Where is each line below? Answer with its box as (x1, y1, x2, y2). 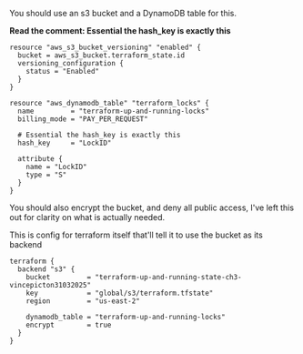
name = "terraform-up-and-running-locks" (17, 106, 209, 116)
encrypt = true (25, 320, 112, 329)
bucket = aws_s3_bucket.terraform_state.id (17, 51, 185, 60)
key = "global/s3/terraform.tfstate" (25, 288, 214, 298)
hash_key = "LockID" (17, 138, 112, 147)
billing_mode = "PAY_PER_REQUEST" (17, 115, 148, 124)
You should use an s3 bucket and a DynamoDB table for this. (9, 8, 237, 18)
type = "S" (25, 170, 67, 179)
